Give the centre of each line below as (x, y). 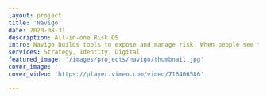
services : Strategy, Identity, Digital (74, 52)
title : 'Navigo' (35, 23)
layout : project (35, 15)
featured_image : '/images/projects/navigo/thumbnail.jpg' (106, 60)
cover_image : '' (35, 67)
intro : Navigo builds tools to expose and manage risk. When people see (131, 45)
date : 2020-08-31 (37, 30)
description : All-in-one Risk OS (64, 37)
